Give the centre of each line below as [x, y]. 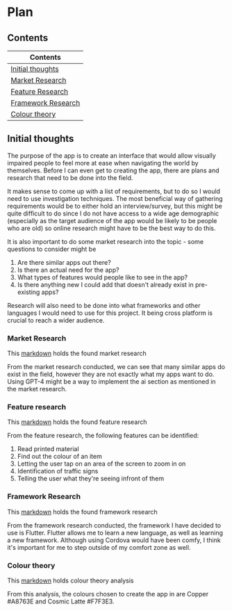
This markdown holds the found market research [77, 353]
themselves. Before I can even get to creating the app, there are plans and [114, 170]
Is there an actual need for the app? [68, 270]
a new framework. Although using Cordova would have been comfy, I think [114, 540]
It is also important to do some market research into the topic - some [105, 241]
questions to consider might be [52, 249]
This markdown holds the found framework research [82, 512]
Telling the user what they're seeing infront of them [91, 479]
